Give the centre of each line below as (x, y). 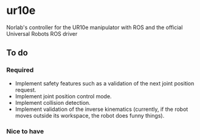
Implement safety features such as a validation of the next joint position (105, 83)
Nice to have (25, 131)
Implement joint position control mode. (63, 96)
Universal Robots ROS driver (42, 33)
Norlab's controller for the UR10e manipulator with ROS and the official (95, 27)
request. (26, 90)
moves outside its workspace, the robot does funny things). (90, 115)
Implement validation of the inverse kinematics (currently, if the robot (102, 109)
